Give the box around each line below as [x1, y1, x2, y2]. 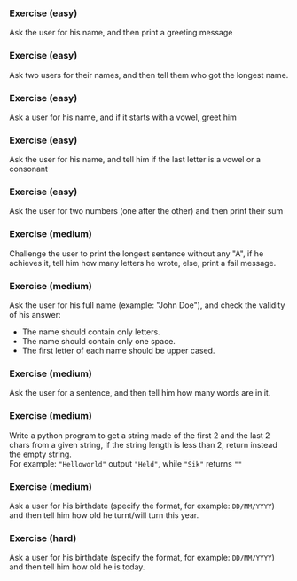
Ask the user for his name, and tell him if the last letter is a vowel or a [9, 154, 262, 165]
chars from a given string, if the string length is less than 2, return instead [9, 439, 277, 450]
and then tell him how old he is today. [9, 561, 145, 572]
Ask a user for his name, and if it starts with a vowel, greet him [9, 112, 237, 122]
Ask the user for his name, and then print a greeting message [9, 27, 233, 38]
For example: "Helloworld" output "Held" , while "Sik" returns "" [9, 458, 243, 468]
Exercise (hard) [9, 531, 77, 544]
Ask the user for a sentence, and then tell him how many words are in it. [9, 388, 271, 398]
